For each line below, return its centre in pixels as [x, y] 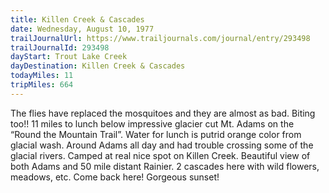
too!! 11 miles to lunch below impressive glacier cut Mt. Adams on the [152, 123]
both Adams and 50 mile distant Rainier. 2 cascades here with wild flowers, [165, 166]
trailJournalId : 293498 [60, 47]
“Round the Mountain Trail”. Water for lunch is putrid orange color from [156, 134]
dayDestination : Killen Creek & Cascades [98, 66]
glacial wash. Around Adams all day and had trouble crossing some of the [162, 145]
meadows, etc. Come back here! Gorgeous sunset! [115, 177]
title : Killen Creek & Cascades [77, 19]
